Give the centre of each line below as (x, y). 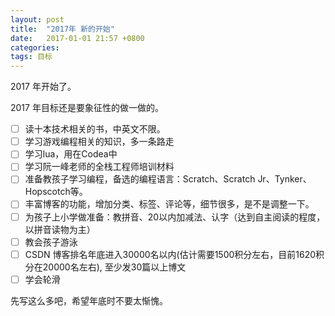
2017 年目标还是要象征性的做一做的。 (87, 108)
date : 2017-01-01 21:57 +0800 (77, 38)
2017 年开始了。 (43, 87)
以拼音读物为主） (60, 229)
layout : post (37, 19)
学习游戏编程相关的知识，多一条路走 (99, 142)
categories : (35, 47)
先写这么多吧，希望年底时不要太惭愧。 (89, 300)
